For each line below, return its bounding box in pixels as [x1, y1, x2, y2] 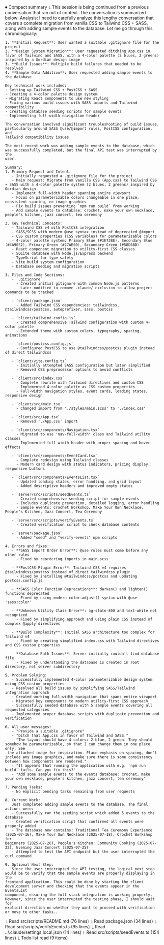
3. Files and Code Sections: [5, 273, 65, 277]
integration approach [5, 690, 50, 695]
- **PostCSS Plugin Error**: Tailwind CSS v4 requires [11, 565, 126, 570]
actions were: [5, 806, 34, 811]
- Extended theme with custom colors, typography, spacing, [16, 329, 141, 334]
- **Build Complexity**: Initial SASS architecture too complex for [11, 630, 155, 635]
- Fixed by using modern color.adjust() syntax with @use [16, 595, 137, 600]
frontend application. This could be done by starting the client [5, 880, 144, 884]
